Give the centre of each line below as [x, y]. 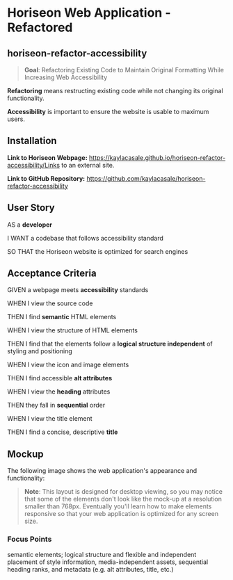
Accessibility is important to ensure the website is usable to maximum [108, 112]
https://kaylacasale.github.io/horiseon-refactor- [158, 157]
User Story [31, 208]
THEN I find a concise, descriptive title [63, 432]
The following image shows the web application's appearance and [102, 471]
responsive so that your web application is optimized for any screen [121, 514]
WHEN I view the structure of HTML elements [72, 330]
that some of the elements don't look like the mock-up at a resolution [123, 499]
